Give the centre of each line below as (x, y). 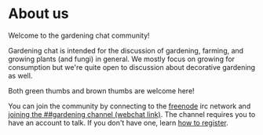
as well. (20, 75)
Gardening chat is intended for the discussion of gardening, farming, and (126, 50)
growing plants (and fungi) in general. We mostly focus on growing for (122, 59)
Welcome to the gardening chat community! (79, 35)
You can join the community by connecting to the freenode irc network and (130, 106)
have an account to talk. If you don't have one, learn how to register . (119, 122)
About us (38, 14)
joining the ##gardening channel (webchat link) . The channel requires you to (132, 114)
